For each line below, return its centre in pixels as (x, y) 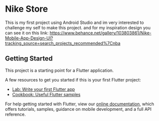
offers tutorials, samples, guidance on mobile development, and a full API (78, 109)
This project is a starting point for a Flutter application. (59, 70)
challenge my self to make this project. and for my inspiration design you (78, 27)
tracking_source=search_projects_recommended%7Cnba (63, 43)
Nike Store (26, 9)
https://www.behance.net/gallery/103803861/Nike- (100, 33)
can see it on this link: (27, 33)
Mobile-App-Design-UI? (29, 38)
